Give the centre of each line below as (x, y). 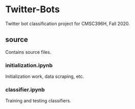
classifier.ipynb (25, 90)
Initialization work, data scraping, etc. (45, 77)
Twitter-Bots (32, 9)
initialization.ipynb (29, 65)
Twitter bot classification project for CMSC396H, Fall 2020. (68, 24)
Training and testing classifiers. (38, 101)
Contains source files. (28, 52)
